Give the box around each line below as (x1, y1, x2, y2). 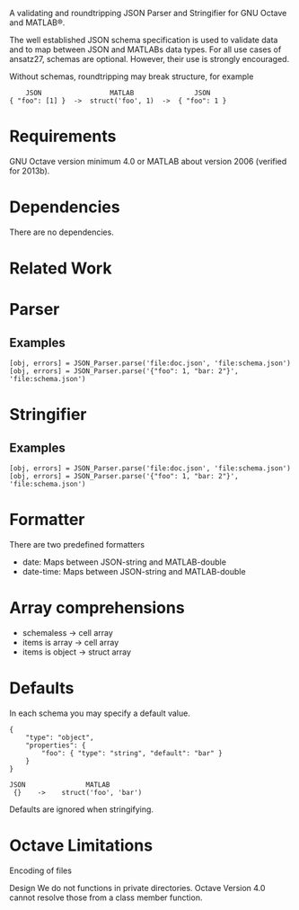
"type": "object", (25, 733, 94, 742)
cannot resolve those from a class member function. (9, 892, 203, 903)
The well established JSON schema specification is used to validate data (9, 35, 278, 45)
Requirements (9, 126, 117, 147)
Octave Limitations (9, 835, 154, 856)
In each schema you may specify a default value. (9, 708, 190, 718)
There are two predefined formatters (9, 540, 145, 549)
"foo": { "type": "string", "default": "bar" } (41, 748, 223, 758)
